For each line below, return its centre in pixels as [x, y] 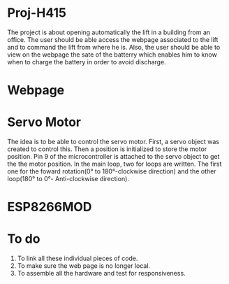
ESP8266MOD [50, 207]
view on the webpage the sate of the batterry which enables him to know [112, 55]
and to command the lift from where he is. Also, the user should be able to [114, 47]
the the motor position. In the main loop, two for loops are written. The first [114, 164]
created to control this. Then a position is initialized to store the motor [107, 149]
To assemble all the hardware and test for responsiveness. [102, 274]
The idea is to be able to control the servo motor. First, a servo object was [113, 142]
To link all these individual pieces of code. [77, 258]
